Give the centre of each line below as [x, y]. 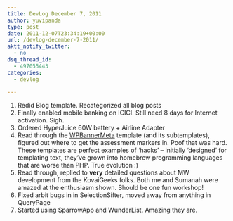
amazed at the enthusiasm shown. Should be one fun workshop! [111, 188]
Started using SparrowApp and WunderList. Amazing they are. [107, 210]
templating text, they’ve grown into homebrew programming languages [120, 158]
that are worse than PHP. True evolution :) [78, 165]
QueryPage [34, 203]
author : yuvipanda [34, 20]
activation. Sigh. [41, 120]
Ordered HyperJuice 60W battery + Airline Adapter [91, 128]
